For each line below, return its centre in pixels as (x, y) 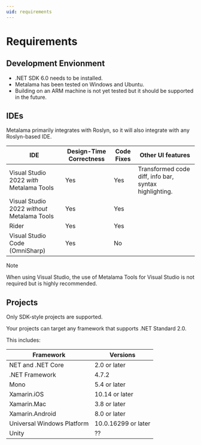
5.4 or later (110, 384)
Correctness (87, 159)
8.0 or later (110, 414)
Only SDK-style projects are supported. (54, 317)
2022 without (28, 209)
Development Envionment (56, 64)
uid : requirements (29, 12)
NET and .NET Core (36, 365)
